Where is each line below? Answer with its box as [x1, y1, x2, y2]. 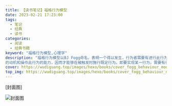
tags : [5, 17, 17, 22]
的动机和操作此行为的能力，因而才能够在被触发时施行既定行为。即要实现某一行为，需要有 [5, 60, 165, 65]
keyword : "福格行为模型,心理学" [5, 50, 68, 55]
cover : [5, 65, 19, 70]
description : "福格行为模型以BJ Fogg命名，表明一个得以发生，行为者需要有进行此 [5, 55, 160, 60]
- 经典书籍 [10, 46, 30, 51]
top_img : [5, 70, 24, 75]
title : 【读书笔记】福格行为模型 [5, 7, 68, 13]
